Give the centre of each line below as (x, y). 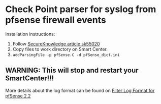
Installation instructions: (30, 34)
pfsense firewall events (56, 20)
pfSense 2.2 (18, 96)
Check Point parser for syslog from (81, 9)
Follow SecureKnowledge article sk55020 (56, 43)
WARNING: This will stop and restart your (72, 70)
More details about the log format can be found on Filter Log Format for (80, 90)
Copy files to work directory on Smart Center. (60, 49)
